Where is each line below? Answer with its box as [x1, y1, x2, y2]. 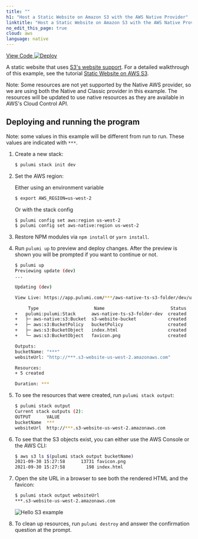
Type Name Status [28, 305, 187, 311]
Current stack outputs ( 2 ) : [14, 409, 84, 415]
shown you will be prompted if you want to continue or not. [14, 251, 158, 258]
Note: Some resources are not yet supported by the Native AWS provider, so [6, 81, 192, 88]
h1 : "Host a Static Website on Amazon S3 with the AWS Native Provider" [6, 14, 189, 20]
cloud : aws [6, 31, 33, 37]
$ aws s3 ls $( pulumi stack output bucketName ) [14, 453, 134, 459]
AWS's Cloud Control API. [6, 100, 69, 107]
